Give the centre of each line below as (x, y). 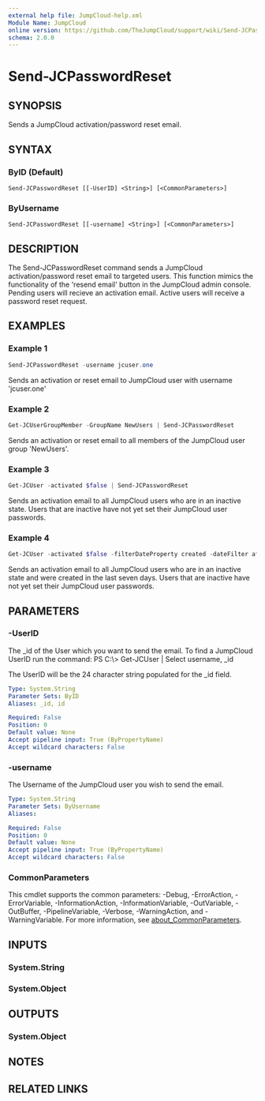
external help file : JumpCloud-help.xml (76, 15)
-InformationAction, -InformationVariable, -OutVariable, (144, 903)
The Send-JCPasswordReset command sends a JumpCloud (106, 268)
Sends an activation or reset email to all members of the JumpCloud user (127, 440)
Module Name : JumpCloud (47, 23)
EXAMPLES (37, 326)
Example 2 (29, 409)
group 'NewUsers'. (39, 449)
